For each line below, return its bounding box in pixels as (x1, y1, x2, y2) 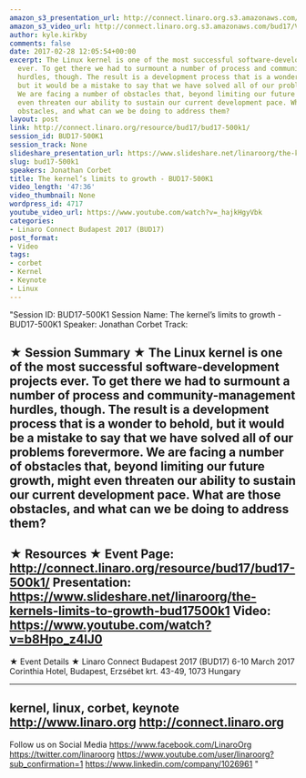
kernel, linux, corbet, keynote (9, 701, 179, 716)
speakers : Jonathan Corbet (9, 166, 112, 175)
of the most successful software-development (9, 359, 280, 375)
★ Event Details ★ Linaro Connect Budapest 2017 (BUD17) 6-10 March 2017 (9, 656, 295, 667)
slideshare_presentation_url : (9, 148, 125, 157)
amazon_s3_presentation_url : (9, 13, 120, 23)
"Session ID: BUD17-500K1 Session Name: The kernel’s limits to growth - (9, 308, 282, 319)
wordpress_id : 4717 (9, 199, 84, 209)
